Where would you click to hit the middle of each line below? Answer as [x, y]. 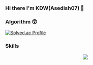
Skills [12, 46]
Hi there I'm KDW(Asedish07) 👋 [45, 8]
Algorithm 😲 [21, 21]
